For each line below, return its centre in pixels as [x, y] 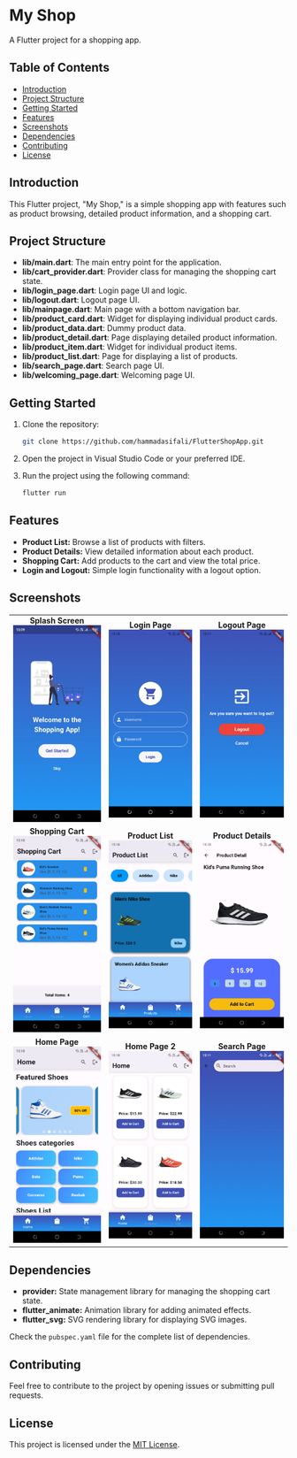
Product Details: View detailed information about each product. [138, 551]
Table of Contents [60, 68]
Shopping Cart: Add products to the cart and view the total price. [141, 560]
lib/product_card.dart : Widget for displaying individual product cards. [150, 318]
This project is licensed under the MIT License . [95, 1445]
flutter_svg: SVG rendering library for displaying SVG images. [134, 1320]
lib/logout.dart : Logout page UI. [80, 300]
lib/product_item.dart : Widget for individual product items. [129, 347]
